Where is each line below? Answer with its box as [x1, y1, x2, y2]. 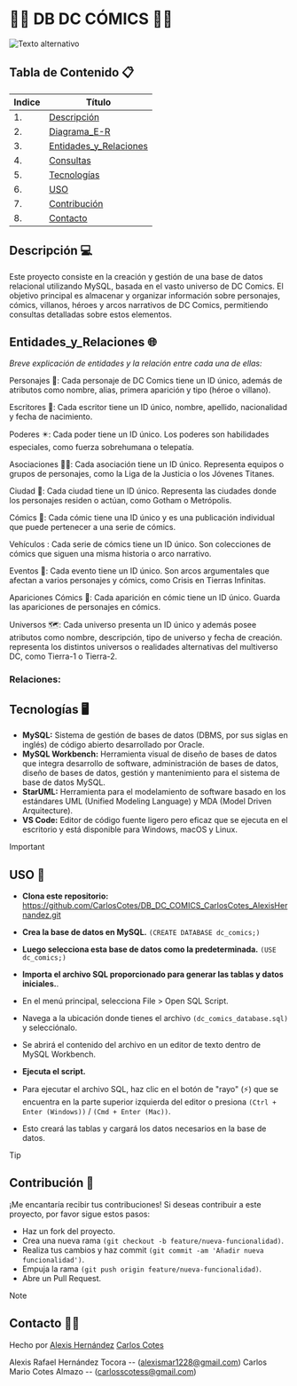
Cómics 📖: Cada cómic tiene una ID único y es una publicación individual [9, 512, 275, 523]
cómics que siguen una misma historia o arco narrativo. [9, 549, 212, 559]
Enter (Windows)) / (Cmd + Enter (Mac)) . [21, 1105, 171, 1116]
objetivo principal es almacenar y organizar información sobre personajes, [9, 289, 281, 301]
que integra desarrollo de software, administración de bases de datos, [21, 758, 279, 769]
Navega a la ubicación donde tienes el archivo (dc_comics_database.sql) [21, 1012, 288, 1023]
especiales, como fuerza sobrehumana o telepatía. [9, 442, 195, 453]
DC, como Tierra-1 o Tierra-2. [9, 651, 118, 661]
